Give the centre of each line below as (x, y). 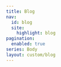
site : (18, 28)
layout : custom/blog (31, 55)
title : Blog (20, 11)
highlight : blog (36, 33)
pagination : (20, 38)
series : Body (22, 50)
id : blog (22, 22)
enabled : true (28, 44)
